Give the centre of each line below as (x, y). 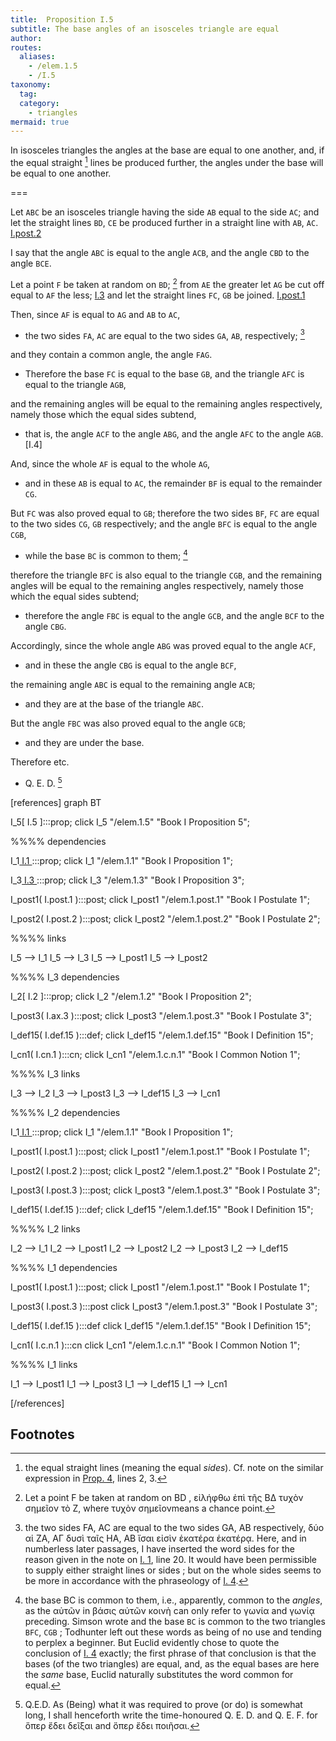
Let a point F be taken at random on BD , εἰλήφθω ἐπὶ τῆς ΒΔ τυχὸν (164, 1498)
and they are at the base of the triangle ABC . (114, 703)
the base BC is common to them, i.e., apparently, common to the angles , (173, 1600)
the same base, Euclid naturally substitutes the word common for (159, 1675)
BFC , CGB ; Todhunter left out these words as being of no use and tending (173, 1632)
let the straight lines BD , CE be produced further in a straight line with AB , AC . (164, 222)
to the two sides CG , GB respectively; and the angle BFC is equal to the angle (164, 524)
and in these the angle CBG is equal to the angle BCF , (130, 665)
